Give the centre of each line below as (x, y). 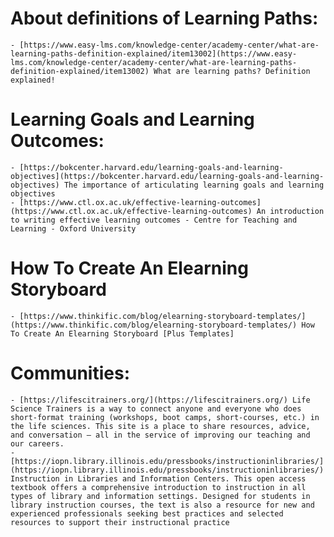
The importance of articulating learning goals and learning (194, 185)
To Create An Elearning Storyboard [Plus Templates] (122, 333)
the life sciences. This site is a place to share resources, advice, (160, 426)
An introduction (290, 211)
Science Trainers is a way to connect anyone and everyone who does (156, 408)
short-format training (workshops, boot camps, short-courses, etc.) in (165, 417)
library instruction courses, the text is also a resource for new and (162, 505)
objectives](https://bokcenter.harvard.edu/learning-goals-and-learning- (167, 176)
